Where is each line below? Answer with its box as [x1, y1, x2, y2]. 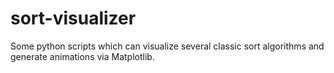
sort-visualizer [10, 7, 137, 30]
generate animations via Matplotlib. [10, 50, 155, 62]
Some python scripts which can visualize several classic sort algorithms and [10, 40, 325, 52]
